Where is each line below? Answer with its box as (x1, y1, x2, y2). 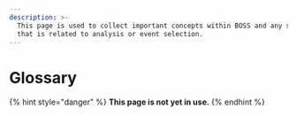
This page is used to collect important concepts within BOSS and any (17, 21, 283, 30)
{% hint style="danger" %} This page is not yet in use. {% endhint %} (9, 97, 265, 107)
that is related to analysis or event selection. (17, 29, 203, 38)
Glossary (9, 67, 78, 88)
